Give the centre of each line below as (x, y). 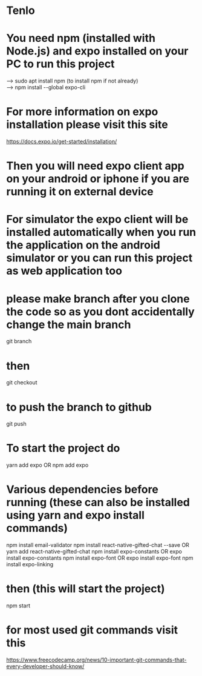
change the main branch (69, 324)
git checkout (22, 383)
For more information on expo (82, 112)
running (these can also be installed (98, 502)
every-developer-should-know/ (45, 666)
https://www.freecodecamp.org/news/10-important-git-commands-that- (96, 660)
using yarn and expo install (76, 515)
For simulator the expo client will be (97, 219)
